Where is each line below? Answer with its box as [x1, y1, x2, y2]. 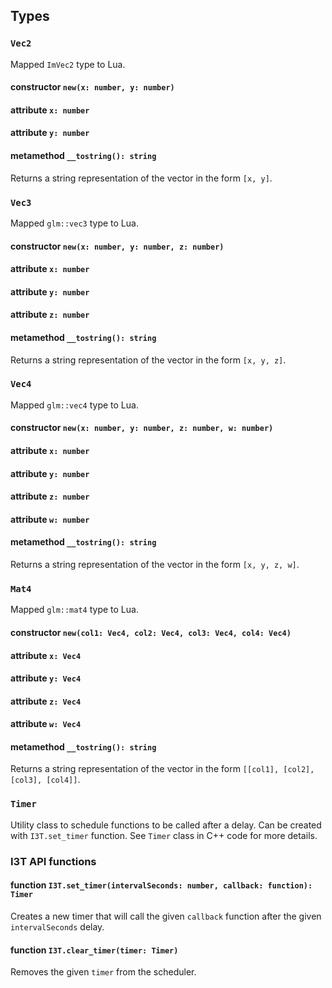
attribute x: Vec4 [10, 649, 82, 661]
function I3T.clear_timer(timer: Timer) [10, 944, 179, 956]
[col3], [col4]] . [10, 774, 81, 786]
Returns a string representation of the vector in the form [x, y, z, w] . [10, 559, 300, 571]
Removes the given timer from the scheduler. [10, 966, 197, 978]
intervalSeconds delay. [10, 920, 105, 933]
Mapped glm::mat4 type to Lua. [10, 604, 139, 616]
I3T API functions [10, 854, 97, 868]
